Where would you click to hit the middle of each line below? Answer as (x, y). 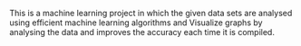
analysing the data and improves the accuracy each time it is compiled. (142, 32)
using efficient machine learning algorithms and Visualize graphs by (136, 23)
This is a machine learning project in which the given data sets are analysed (151, 13)
